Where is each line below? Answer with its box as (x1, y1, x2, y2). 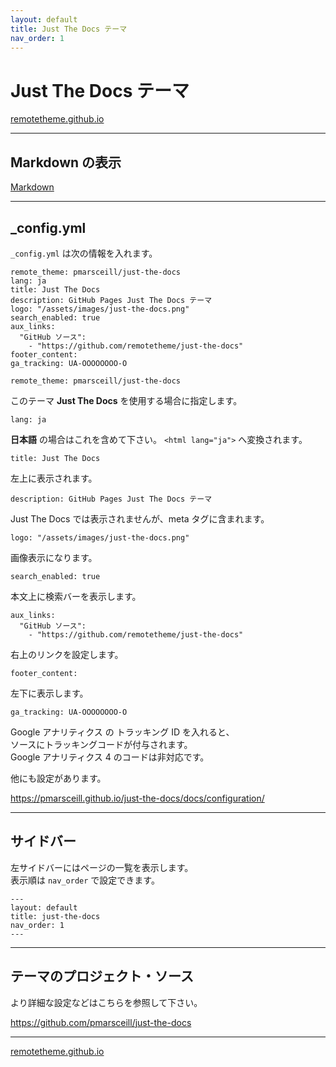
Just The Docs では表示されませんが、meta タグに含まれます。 (10, 512, 270, 525)
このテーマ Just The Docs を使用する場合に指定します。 (10, 394, 243, 406)
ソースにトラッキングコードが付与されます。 (10, 738, 193, 750)
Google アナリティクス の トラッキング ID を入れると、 (10, 726, 235, 738)
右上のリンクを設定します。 (10, 648, 124, 660)
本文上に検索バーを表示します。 (10, 590, 142, 602)
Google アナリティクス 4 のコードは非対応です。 (10, 751, 210, 763)
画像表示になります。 (10, 551, 98, 563)
